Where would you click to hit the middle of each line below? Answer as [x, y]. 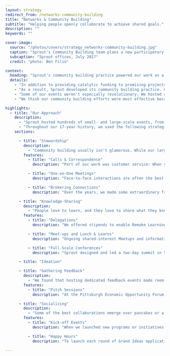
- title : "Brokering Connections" [64, 187]
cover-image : [19, 43]
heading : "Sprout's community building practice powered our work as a [87, 76]
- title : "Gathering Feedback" [52, 271]
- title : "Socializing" [44, 304]
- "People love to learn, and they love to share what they [92, 211]
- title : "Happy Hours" [53, 336]
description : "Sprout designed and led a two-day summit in [97, 253]
